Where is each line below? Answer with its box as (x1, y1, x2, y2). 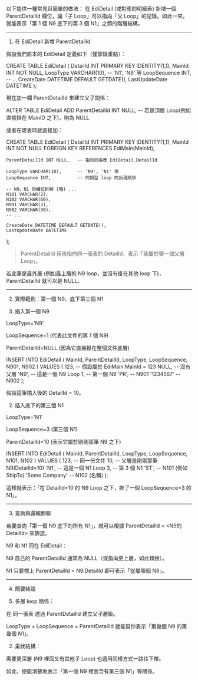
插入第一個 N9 (14, 308, 49, 315)
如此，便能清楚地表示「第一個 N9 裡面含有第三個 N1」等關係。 (6, 668, 158, 675)
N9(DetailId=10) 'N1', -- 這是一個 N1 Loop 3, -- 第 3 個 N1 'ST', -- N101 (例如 (6, 464, 188, 471)
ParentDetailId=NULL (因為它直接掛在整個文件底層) (6, 344, 130, 351)
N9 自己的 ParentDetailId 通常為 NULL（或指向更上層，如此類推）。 (6, 554, 168, 562)
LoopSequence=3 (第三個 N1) (6, 426, 78, 433)
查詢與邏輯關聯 (14, 510, 51, 517)
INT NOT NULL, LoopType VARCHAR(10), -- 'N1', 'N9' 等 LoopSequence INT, (6, 70, 192, 76)
